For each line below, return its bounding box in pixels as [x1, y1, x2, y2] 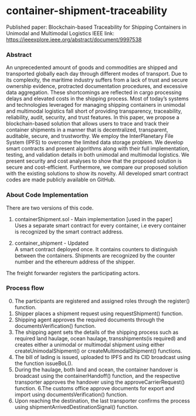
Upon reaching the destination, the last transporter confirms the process [14, 397, 190, 404]
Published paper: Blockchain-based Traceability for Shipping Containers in [6, 23, 187, 31]
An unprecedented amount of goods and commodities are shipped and [6, 64, 178, 71]
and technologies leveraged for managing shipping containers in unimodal [6, 102, 186, 109]
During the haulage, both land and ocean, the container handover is [14, 366, 178, 373]
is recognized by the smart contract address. [14, 228, 124, 235]
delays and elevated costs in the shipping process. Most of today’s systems [6, 95, 189, 102]
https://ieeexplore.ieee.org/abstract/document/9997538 [6, 36, 142, 43]
